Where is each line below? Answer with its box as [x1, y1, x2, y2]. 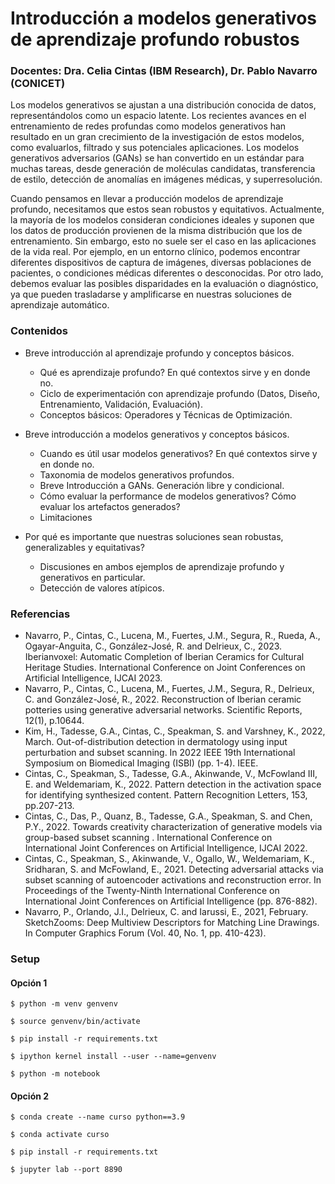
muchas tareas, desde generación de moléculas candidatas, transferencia [10, 163, 316, 175]
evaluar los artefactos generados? [39, 500, 181, 512]
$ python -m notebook [10, 1069, 101, 1079]
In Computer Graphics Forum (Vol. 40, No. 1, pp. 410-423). [24, 927, 267, 939]
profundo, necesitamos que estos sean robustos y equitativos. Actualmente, [10, 203, 325, 216]
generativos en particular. [39, 571, 146, 583]
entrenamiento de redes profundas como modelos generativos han [10, 120, 287, 132]
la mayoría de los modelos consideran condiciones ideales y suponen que [10, 214, 315, 226]
